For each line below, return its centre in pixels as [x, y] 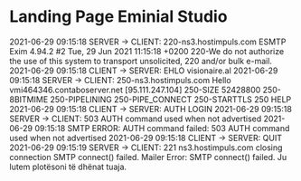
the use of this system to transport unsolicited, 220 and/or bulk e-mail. [141, 61]
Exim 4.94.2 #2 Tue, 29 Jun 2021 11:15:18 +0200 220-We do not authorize [147, 51]
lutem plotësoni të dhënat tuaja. [68, 167]
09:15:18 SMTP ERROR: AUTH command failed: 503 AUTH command [162, 128]
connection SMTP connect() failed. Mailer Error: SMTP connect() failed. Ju [148, 157]
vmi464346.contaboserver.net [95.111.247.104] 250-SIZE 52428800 [135, 90]
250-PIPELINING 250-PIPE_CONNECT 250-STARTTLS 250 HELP [171, 99]
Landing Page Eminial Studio [118, 17]
